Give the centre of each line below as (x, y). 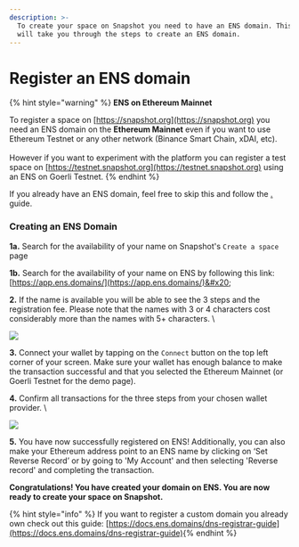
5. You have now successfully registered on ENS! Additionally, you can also (147, 441)
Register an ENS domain (100, 78)
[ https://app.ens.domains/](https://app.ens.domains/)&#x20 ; (120, 282)
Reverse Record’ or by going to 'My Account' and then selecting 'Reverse (144, 461)
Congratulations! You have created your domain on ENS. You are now (140, 487)
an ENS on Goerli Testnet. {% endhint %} (85, 177)
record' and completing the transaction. (82, 469)
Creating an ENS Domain (64, 226)
